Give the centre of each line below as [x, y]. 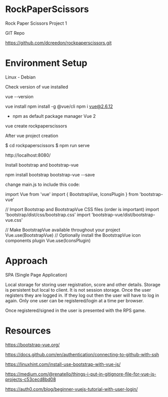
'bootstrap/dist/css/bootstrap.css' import [48, 215]
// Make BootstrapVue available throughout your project [63, 230]
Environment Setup [46, 63]
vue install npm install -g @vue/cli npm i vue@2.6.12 [59, 106]
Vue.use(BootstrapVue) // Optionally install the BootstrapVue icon [73, 235]
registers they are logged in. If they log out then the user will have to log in [82, 295]
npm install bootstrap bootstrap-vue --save [50, 174]
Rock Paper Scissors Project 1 [36, 23]
